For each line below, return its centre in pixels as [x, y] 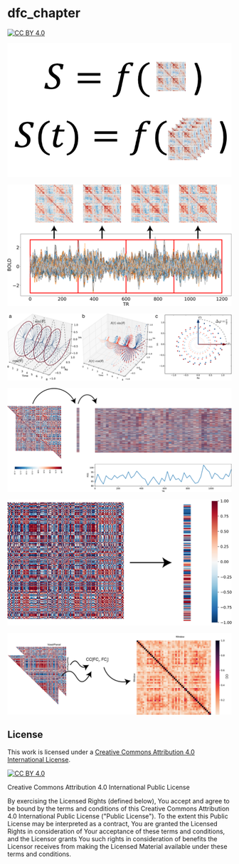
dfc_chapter [44, 13]
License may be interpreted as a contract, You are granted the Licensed [113, 823]
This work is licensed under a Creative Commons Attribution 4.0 [101, 752]
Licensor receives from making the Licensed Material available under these [117, 846]
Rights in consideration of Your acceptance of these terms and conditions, [116, 831]
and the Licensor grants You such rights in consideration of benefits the [112, 838]
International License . [39, 759]
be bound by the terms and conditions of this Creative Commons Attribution [118, 808]
